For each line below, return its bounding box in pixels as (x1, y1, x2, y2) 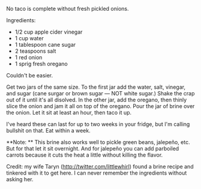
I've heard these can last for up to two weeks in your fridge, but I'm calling (6, 121, 190, 128)
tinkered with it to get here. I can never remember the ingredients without (6, 169, 187, 176)
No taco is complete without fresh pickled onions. (6, 5, 129, 12)
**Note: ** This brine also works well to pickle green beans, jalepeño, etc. (6, 139, 190, 146)
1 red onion (14, 54, 43, 61)
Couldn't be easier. (6, 72, 53, 79)
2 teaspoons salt (14, 47, 56, 55)
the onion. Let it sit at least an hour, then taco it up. (6, 109, 132, 116)
